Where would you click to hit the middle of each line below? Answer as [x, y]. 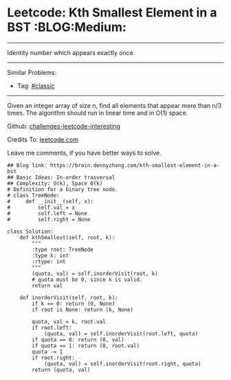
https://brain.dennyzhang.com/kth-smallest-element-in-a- [135, 165]
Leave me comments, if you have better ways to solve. [84, 153]
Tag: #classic [36, 86]
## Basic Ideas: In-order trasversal [61, 177]
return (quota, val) [61, 370]
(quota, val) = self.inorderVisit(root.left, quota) [121, 334]
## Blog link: [27, 165]
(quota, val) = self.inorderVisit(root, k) [95, 273]
